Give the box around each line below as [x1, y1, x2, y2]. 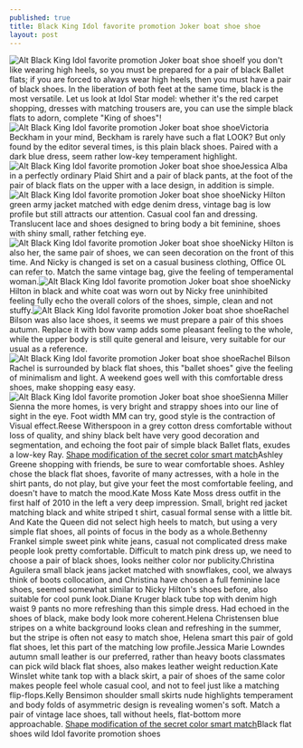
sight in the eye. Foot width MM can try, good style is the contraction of [9, 411, 276, 422]
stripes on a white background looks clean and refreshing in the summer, [9, 622, 282, 634]
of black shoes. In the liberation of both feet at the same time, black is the [9, 83, 284, 95]
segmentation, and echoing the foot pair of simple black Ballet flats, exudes [9, 440, 291, 451]
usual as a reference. [9, 343, 88, 354]
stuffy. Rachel [9, 305, 289, 316]
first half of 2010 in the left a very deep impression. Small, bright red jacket [9, 497, 288, 508]
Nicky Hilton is [239, 237, 294, 249]
